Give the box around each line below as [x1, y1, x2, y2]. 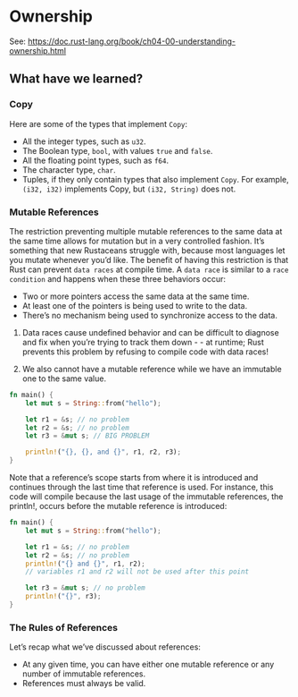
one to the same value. [21, 373, 107, 384]
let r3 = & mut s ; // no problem [25, 583, 145, 592]
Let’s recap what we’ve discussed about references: [9, 642, 201, 652]
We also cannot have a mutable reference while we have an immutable [21, 363, 283, 374]
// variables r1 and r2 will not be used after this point [25, 567, 250, 576]
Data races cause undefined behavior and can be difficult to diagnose [21, 327, 279, 337]
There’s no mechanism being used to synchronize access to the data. [21, 310, 278, 320]
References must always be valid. [21, 678, 146, 689]
